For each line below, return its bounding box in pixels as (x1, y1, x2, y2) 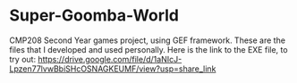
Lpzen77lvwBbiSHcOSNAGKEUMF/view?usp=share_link (9, 63, 216, 74)
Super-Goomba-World (9, 5, 180, 26)
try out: (9, 54, 37, 64)
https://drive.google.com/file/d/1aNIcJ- (38, 54, 182, 64)
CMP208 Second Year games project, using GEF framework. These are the (9, 35, 286, 46)
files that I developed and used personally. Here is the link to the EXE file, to (9, 44, 288, 54)
